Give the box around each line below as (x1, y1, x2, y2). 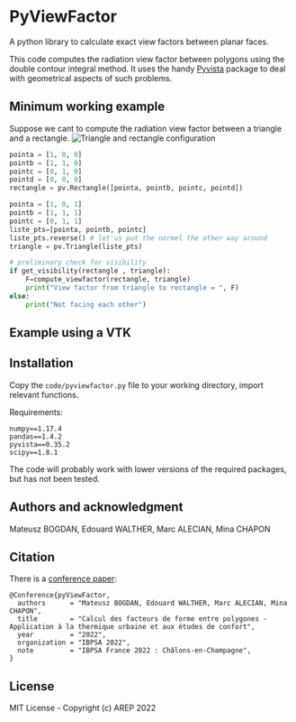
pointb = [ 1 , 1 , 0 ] (9, 158, 83, 168)
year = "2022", (17, 630, 106, 640)
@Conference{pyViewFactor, (9, 591, 111, 600)
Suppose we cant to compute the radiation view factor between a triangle (9, 123, 282, 134)
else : (9, 292, 30, 301)
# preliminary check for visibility (9, 258, 147, 267)
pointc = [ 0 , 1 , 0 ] (9, 167, 83, 176)
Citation (9, 550, 56, 565)
